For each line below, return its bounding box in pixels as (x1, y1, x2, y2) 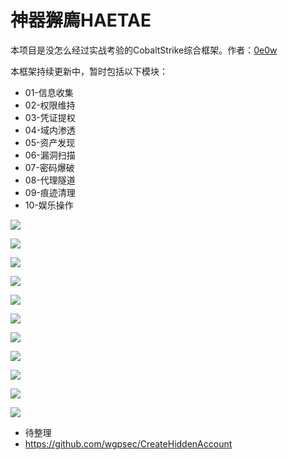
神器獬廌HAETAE (10, 9, 152, 32)
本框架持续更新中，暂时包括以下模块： (10, 65, 168, 77)
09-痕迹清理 (24, 186, 76, 198)
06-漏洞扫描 (24, 149, 76, 161)
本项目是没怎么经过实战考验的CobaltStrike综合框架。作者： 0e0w (10, 44, 278, 56)
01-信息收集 (24, 86, 74, 98)
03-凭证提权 (24, 111, 76, 123)
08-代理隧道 (24, 174, 76, 186)
